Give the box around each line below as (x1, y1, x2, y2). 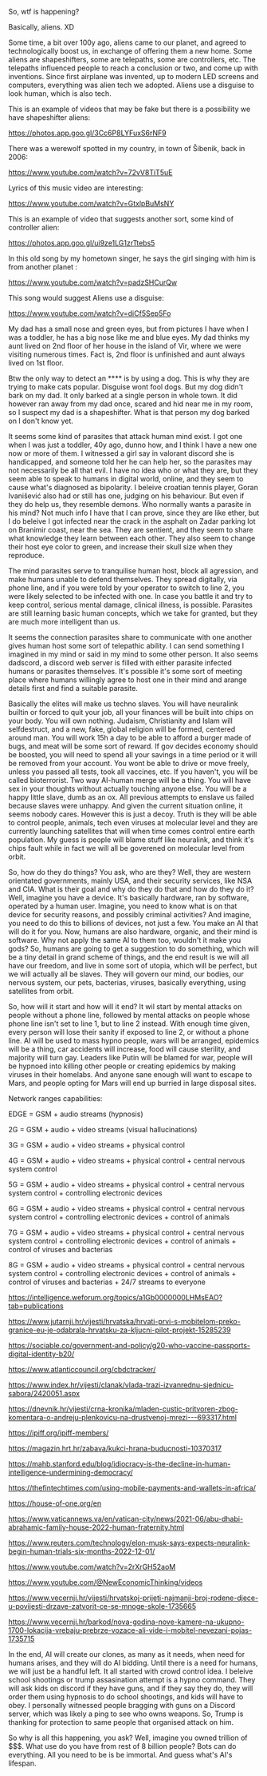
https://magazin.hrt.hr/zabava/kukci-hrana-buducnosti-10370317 (8, 1443, 222, 1453)
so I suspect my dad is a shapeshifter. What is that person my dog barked (8, 408, 249, 417)
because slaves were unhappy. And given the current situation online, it (8, 801, 243, 810)
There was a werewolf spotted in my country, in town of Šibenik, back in (8, 144, 245, 153)
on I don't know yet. (8, 416, 74, 425)
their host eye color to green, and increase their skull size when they (8, 542, 233, 551)
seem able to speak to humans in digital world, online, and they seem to (8, 474, 244, 483)
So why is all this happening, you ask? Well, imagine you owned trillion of (8, 1733, 249, 1742)
